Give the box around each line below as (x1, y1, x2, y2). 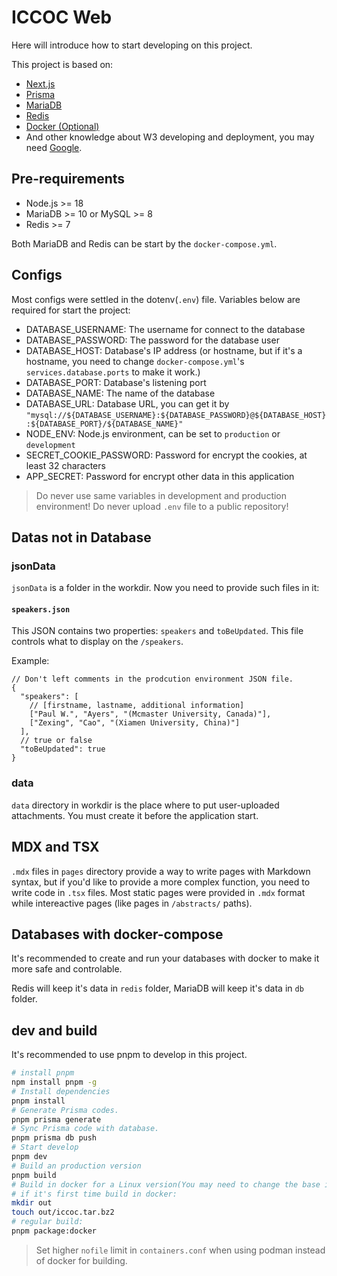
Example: (11, 655, 50, 667)
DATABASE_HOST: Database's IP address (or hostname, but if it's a (25, 344, 303, 356)
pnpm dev (11, 1152, 48, 1162)
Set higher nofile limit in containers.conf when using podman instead (35, 1244, 326, 1256)
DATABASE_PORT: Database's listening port (25, 376, 207, 388)
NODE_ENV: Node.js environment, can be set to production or (25, 427, 281, 440)
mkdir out (11, 1198, 53, 1208)
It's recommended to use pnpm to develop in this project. (11, 1049, 248, 1061)
